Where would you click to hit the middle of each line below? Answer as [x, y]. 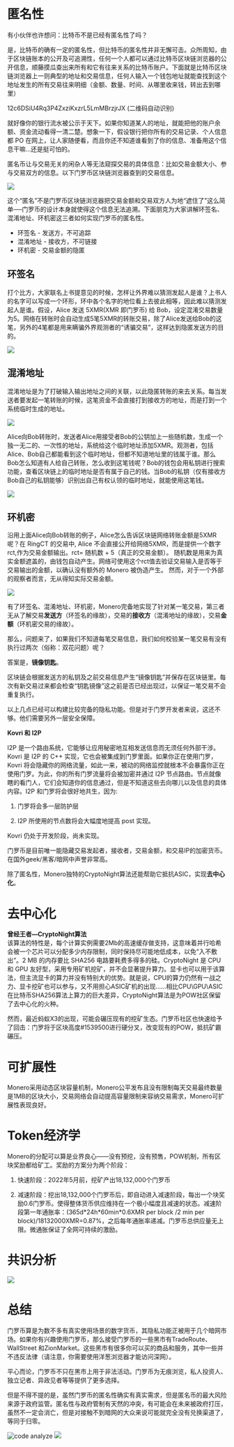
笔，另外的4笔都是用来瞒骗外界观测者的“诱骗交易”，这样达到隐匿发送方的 [112, 327]
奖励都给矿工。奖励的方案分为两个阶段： [71, 1165]
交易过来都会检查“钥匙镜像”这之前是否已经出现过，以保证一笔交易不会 [126, 686]
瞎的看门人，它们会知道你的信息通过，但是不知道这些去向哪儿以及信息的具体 [117, 783]
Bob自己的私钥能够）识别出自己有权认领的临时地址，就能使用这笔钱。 [108, 480]
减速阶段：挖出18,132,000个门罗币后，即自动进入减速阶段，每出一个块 [118, 1195]
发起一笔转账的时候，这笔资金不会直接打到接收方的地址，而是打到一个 [126, 400]
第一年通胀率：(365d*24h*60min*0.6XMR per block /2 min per [114, 1212]
